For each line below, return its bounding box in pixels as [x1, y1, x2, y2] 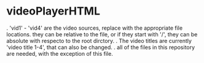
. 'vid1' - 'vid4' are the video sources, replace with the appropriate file [6, 24, 183, 31]
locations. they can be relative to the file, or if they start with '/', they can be [6, 30, 198, 38]
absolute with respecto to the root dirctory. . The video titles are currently [6, 37, 192, 44]
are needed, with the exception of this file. [6, 50, 114, 57]
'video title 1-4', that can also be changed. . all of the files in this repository [6, 44, 195, 51]
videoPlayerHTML [6, 4, 100, 18]
